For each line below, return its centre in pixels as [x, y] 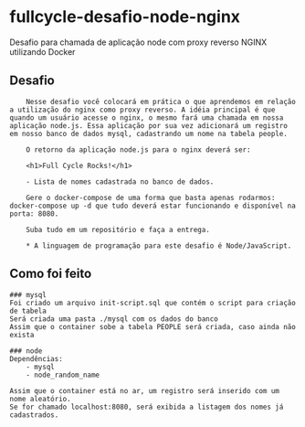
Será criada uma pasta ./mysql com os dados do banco [114, 319]
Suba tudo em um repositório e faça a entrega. [118, 230]
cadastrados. [34, 415]
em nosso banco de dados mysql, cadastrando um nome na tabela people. [148, 133]
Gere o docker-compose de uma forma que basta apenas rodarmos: [151, 197]
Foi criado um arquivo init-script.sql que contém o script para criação [153, 303]
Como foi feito [51, 274]
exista [22, 335]
